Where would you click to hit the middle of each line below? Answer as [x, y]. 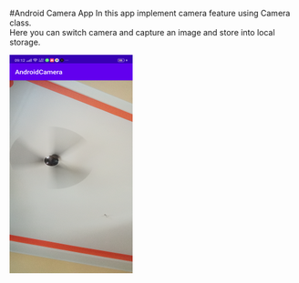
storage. [25, 42]
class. [21, 23]
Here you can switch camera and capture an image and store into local [142, 32]
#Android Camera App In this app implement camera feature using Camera [150, 13]
